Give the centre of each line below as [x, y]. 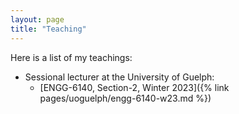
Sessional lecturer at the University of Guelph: [119, 77]
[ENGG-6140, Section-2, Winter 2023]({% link [134, 87]
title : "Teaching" [48, 29]
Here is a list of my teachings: [71, 57]
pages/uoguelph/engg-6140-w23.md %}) [125, 98]
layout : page [37, 19]
